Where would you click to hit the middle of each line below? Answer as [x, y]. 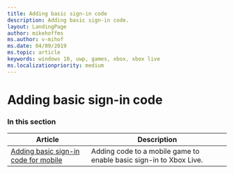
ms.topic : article [34, 53]
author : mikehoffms [36, 33]
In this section [32, 121]
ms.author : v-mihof [36, 40]
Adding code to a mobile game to [145, 152]
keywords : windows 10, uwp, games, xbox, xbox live [84, 59]
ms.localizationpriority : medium [56, 65]
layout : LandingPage [37, 26]
